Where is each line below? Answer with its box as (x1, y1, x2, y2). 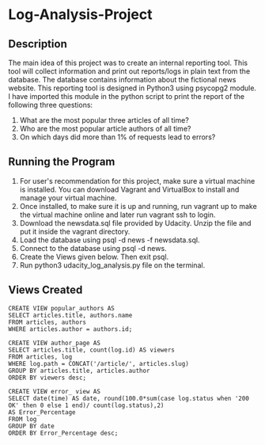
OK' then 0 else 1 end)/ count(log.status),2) (8, 401, 165, 409)
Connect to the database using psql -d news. (19, 243, 168, 253)
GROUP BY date (8, 422, 55, 430)
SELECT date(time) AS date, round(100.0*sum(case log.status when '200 (8, 394, 249, 402)
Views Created (8, 283, 83, 297)
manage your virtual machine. (19, 192, 117, 203)
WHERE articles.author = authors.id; (8, 325, 133, 333)
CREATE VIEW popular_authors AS (8, 304, 115, 312)
